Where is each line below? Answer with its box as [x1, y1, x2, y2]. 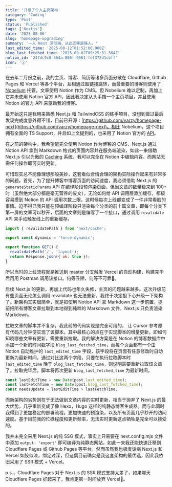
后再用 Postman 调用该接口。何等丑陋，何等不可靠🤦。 [5, 275, 119, 281]
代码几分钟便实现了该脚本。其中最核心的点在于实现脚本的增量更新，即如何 [9, 328, 167, 335]
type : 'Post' [5, 17, 33, 22]
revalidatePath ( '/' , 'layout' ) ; [10, 249, 79, 254]
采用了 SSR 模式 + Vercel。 [9, 459, 67, 465]
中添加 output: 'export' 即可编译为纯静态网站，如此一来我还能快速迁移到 [5, 439, 161, 446]
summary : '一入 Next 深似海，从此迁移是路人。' [5, 41, 98, 46]
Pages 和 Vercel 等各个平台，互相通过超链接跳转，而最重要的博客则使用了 [5, 81, 161, 87]
